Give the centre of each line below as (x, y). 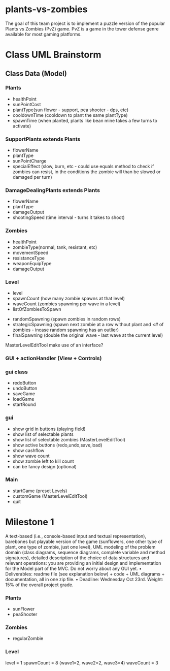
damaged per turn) (32, 177)
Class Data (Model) (36, 73)
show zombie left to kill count (43, 461)
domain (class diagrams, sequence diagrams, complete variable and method (85, 552)
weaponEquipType (32, 263)
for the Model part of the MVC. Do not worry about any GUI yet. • (74, 568)
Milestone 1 (30, 522)
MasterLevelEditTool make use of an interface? (54, 345)
